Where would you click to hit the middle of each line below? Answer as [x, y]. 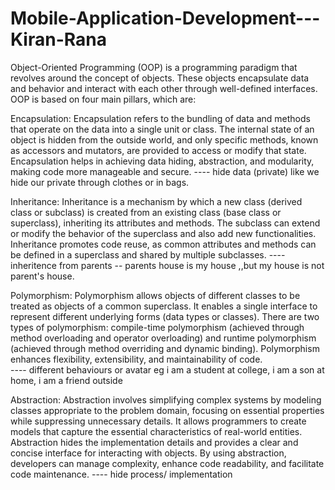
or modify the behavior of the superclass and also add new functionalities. [163, 233]
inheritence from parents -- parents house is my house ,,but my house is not [167, 265]
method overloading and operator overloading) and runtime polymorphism [163, 338]
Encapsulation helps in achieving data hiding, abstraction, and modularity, [162, 161]
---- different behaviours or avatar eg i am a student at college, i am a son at [167, 369]
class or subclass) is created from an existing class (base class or [146, 212]
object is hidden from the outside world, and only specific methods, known [164, 139]
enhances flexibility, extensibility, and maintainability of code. [136, 359]
